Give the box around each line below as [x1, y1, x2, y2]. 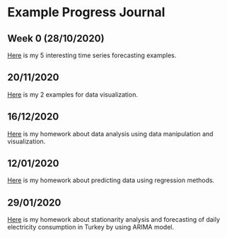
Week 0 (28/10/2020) [7, 32, 105, 44]
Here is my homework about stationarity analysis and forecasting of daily [7, 215, 221, 224]
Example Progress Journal [7, 4, 165, 20]
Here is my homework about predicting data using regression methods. [7, 176, 215, 184]
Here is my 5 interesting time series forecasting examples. [7, 51, 177, 59]
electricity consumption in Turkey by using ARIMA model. [7, 223, 175, 232]
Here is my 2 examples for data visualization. [7, 90, 138, 99]
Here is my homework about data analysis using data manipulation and [7, 129, 214, 138]
